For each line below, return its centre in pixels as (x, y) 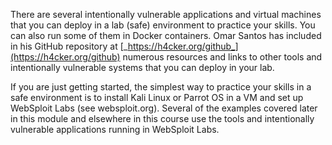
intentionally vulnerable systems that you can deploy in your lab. (142, 67)
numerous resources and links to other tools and (222, 57)
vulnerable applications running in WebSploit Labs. (115, 129)
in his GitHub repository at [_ (69, 46)
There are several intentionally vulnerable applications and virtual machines (166, 14)
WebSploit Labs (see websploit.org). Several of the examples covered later (164, 108)
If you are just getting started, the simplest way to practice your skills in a (161, 87)
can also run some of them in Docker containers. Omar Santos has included (166, 35)
